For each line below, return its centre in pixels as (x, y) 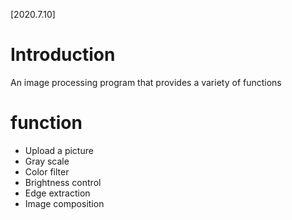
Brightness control (63, 182)
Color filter (47, 171)
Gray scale (47, 161)
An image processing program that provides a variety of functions (146, 82)
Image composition (64, 203)
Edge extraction (57, 193)
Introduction (63, 55)
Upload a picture (59, 150)
